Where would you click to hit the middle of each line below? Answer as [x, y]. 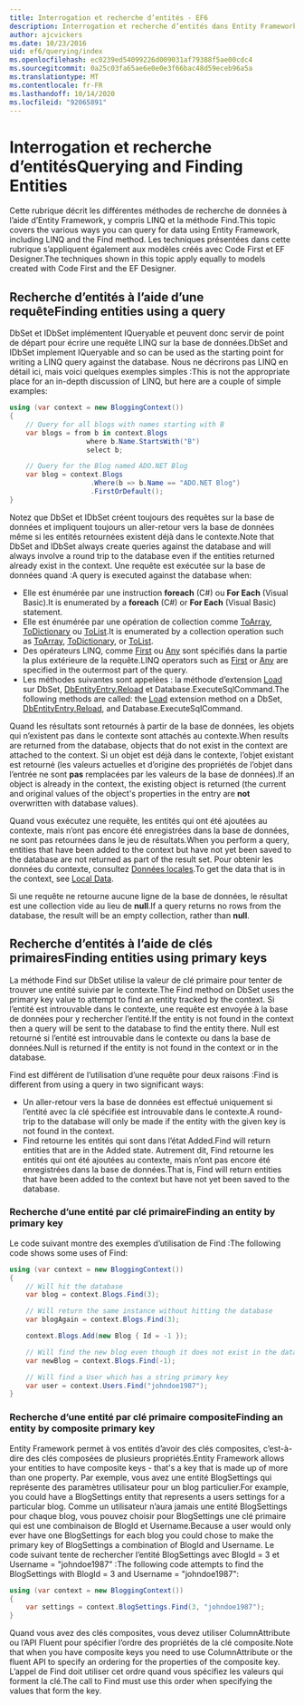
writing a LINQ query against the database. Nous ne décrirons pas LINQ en [149, 362]
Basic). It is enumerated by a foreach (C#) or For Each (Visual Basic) [149, 602]
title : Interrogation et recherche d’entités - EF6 [109, 18]
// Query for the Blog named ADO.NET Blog [107, 466]
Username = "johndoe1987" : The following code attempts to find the [137, 1564]
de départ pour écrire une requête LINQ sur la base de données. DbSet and [148, 343]
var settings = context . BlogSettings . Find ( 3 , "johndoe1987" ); [145, 1607]
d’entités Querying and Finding [126, 167]
